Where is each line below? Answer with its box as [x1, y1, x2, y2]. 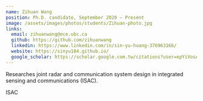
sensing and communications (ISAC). [5, 77, 98, 84]
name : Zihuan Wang [5, 8, 52, 15]
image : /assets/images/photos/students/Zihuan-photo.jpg [5, 20, 153, 26]
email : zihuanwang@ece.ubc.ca [11, 31, 87, 37]
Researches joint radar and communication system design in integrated [5, 70, 184, 77]
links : [5, 25, 22, 32]
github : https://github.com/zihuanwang [11, 37, 112, 43]
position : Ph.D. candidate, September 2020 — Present [5, 15, 145, 21]
